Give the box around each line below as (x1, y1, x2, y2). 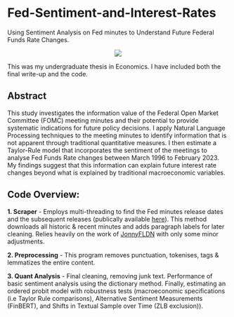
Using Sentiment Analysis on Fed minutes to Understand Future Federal (7, 28, 214, 36)
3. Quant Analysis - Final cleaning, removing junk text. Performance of (7, 271, 213, 280)
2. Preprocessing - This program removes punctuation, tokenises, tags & (7, 250, 219, 259)
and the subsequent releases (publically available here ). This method (7, 215, 207, 223)
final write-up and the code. (7, 69, 88, 78)
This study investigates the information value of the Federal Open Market (7, 109, 219, 117)
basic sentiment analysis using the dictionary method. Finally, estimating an (7, 279, 226, 288)
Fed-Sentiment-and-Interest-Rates (7, 5, 216, 21)
